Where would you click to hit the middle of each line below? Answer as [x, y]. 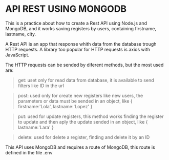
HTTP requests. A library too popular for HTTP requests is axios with [78, 49]
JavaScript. [17, 55]
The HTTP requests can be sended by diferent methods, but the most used [84, 65]
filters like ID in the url [41, 86]
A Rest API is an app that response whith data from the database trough [81, 44]
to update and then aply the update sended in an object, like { [83, 122]
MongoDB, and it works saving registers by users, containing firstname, [81, 28]
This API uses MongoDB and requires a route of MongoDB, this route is [80, 147]
